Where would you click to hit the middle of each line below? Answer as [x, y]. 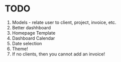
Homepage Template [34, 33]
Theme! [20, 49]
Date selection [27, 43]
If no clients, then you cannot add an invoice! [58, 54]
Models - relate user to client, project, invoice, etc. [64, 22]
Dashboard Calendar [33, 38]
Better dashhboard [31, 27]
